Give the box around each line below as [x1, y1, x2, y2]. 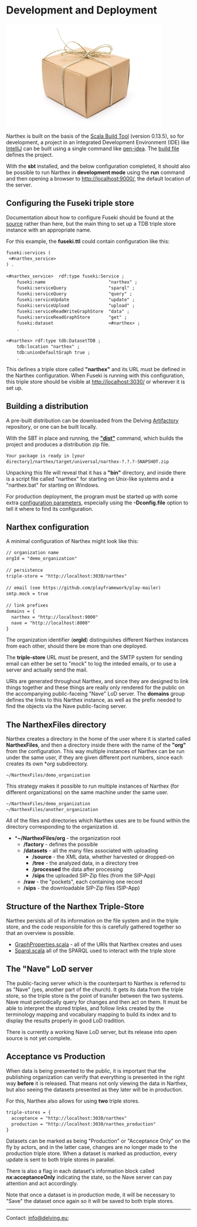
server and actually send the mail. [6, 666, 88, 673]
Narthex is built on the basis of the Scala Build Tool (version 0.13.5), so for [6, 133, 185, 140]
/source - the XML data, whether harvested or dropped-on [32, 853, 175, 860]
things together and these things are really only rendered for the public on [6, 684, 185, 691]
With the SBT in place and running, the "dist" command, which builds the [6, 435, 184, 442]
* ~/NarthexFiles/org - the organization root [14, 835, 121, 842]
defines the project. [6, 151, 54, 158]
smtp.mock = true [6, 591, 49, 597]
